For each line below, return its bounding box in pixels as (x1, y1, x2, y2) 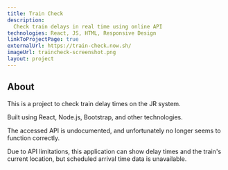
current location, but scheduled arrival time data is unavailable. (7, 154, 187, 163)
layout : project (7, 56, 54, 62)
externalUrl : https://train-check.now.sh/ (7, 42, 132, 49)
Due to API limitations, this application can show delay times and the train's (7, 147, 222, 155)
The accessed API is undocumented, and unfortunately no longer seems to (7, 126, 222, 135)
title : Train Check (7, 10, 64, 17)
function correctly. (7, 133, 60, 142)
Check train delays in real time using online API (13, 23, 163, 30)
